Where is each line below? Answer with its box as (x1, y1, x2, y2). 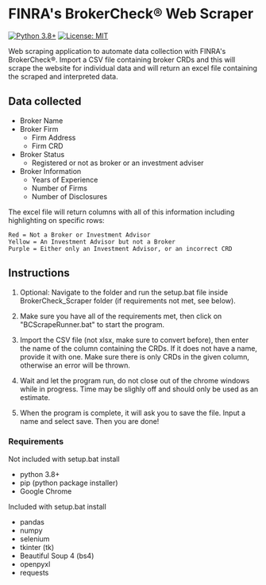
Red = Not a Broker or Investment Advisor (8, 231, 151, 239)
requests (19, 568, 49, 577)
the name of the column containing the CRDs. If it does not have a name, (19, 343, 258, 353)
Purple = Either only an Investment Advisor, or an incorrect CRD (8, 244, 233, 252)
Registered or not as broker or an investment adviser (31, 158, 204, 167)
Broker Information (19, 166, 82, 175)
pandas (19, 517, 45, 526)
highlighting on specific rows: (8, 215, 105, 225)
